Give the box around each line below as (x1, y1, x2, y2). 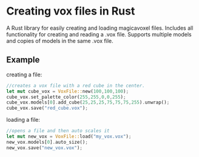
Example (6, 55, 40, 65)
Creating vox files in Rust (6, 4, 135, 18)
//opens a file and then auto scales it (6, 128, 110, 134)
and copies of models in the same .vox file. (6, 37, 113, 44)
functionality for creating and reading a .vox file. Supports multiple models (6, 30, 192, 38)
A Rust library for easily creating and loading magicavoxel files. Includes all (6, 24, 194, 32)
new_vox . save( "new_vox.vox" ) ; (6, 144, 83, 151)
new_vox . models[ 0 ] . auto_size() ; (6, 139, 88, 145)
